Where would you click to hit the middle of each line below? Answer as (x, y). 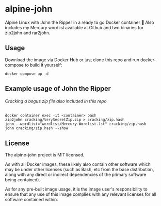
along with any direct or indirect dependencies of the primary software (76, 175)
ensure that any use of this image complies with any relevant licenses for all (81, 194)
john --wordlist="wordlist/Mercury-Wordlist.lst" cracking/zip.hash (76, 124)
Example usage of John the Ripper (58, 89)
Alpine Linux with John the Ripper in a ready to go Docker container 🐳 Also (80, 22)
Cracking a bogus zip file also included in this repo (56, 101)
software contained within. (32, 200)
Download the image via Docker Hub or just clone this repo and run (72, 60)
